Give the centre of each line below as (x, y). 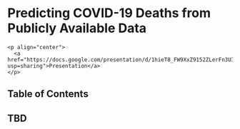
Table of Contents (48, 94)
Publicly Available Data (77, 28)
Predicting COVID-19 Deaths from (109, 13)
